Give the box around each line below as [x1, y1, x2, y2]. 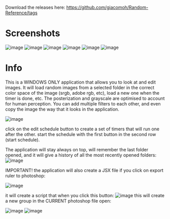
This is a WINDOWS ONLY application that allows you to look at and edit [5, 79, 156, 85]
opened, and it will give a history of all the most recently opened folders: [5, 152, 157, 158]
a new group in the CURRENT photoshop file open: [5, 198, 112, 204]
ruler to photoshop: [5, 173, 46, 179]
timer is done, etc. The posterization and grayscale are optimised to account [5, 95, 165, 101]
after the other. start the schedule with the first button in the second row [5, 131, 156, 137]
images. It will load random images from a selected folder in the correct [5, 84, 155, 91]
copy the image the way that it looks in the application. [5, 106, 119, 112]
